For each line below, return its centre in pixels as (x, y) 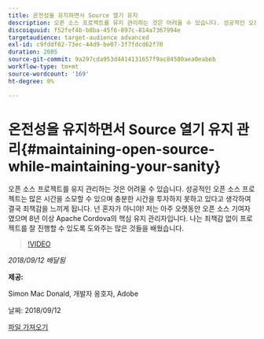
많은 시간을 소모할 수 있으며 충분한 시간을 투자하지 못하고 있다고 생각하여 (140, 199)
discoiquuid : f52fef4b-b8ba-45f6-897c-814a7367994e (94, 30)
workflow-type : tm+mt (44, 67)
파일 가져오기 (28, 327)
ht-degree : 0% (31, 81)
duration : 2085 (33, 52)
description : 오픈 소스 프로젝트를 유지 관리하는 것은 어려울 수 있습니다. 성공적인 (126, 23)
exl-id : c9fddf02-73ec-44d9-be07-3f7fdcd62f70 (86, 45)
